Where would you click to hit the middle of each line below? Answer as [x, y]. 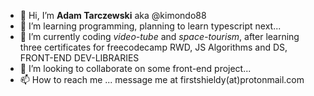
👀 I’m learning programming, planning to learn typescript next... [150, 26]
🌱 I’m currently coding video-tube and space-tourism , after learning [159, 36]
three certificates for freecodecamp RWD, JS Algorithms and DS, [153, 47]
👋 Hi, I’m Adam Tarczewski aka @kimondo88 [113, 15]
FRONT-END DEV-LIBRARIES [79, 58]
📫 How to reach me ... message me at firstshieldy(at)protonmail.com [162, 79]
